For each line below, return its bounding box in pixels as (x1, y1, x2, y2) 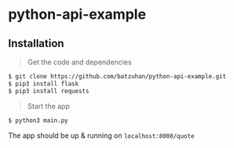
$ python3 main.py (8, 116, 68, 125)
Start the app (27, 101, 71, 110)
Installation (8, 37, 64, 50)
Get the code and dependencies (27, 57, 132, 67)
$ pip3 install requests (8, 87, 90, 95)
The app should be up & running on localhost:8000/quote (8, 131, 195, 140)
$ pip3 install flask (8, 80, 79, 88)
